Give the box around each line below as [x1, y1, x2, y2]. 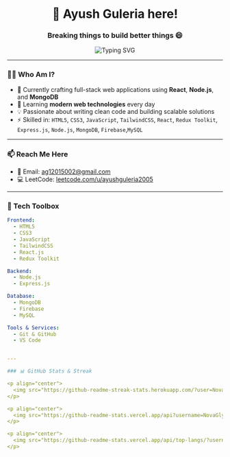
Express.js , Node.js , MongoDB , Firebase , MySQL [16, 125, 143, 133]
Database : [7, 293, 36, 300]
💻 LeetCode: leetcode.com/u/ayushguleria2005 [16, 175, 154, 184]
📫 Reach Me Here [7, 149, 68, 159]
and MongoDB [16, 93, 59, 101]
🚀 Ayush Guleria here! [52, 6, 178, 22]
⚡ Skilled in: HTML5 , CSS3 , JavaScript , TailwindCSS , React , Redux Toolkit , [16, 115, 218, 124]
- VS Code [13, 337, 41, 344]
